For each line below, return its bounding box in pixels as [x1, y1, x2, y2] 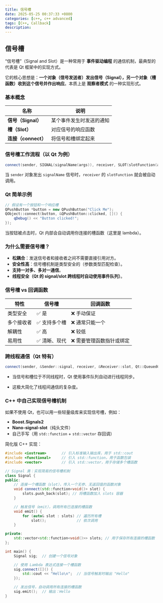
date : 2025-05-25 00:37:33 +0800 [5, 12, 73, 17]
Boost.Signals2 [12, 419, 44, 425]
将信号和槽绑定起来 [50, 135, 95, 142]
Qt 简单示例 [5, 191, 33, 198]
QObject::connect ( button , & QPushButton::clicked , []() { [5, 212, 123, 217]
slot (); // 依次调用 [31, 518, 98, 523]
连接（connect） [7, 135, 47, 142]
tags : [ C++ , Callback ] [5, 20, 51, 26]
